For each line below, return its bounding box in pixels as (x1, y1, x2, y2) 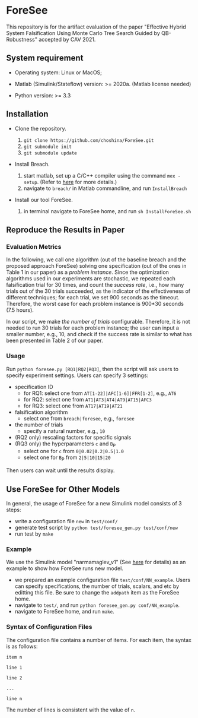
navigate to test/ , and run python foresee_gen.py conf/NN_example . (14, 602, 180, 609)
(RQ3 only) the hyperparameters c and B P (14, 440, 116, 448)
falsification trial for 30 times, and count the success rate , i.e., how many (6, 281, 184, 289)
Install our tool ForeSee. (14, 196, 73, 203)
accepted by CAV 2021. (38, 36, 96, 43)
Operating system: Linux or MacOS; (14, 69, 103, 76)
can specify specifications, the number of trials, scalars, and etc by (14, 583, 180, 590)
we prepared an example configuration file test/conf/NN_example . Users (14, 577, 191, 584)
